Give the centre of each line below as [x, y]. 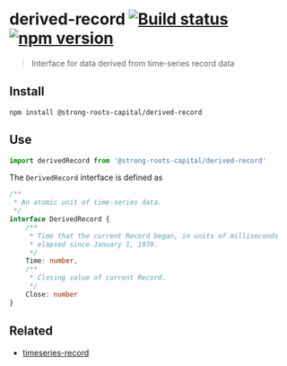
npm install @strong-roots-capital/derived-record [106, 112]
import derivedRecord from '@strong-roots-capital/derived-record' [138, 161]
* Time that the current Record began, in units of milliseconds [154, 236]
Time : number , [52, 261]
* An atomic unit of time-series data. [88, 202]
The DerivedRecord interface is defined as [86, 178]
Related [31, 331]
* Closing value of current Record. [98, 278]
